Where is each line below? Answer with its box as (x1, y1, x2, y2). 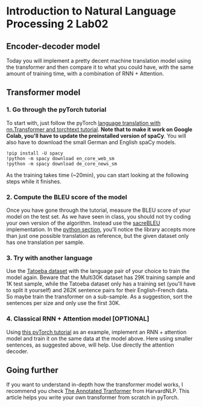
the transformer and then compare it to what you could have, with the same (6, 63, 194, 71)
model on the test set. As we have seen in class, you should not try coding (6, 213, 191, 220)
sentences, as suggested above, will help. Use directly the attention (6, 341, 174, 348)
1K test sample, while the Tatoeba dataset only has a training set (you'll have (6, 280, 196, 287)
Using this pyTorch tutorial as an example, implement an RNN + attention (6, 328, 187, 336)
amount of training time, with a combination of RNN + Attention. (6, 70, 165, 77)
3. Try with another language (6, 254, 93, 262)
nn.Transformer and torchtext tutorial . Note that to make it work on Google (6, 126, 193, 133)
